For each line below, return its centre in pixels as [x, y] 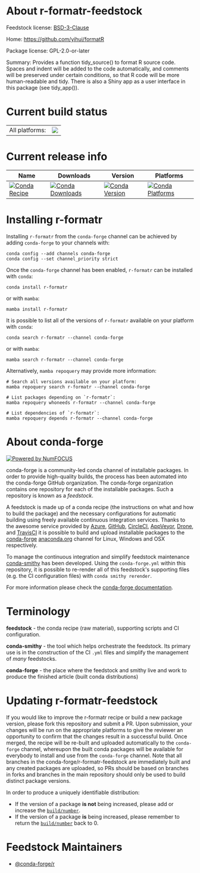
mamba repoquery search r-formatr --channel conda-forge [78, 387]
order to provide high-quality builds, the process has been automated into [97, 476]
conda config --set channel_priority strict [62, 259]
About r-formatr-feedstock [74, 11]
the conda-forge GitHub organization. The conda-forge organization [90, 483]
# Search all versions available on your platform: [71, 382]
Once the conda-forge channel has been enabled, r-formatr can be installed [99, 269]
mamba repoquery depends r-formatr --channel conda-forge [79, 418]
